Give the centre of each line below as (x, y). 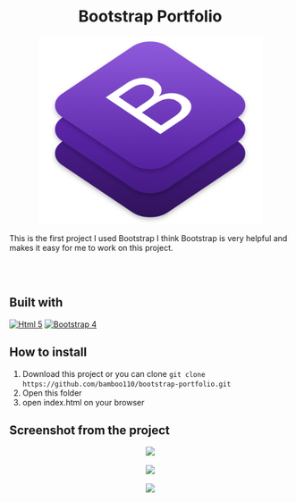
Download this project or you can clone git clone (114, 373)
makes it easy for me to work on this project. (91, 247)
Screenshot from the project (89, 430)
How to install (48, 352)
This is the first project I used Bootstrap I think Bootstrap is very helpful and (148, 238)
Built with (36, 302)
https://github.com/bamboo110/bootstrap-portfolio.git (127, 384)
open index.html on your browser (83, 402)
